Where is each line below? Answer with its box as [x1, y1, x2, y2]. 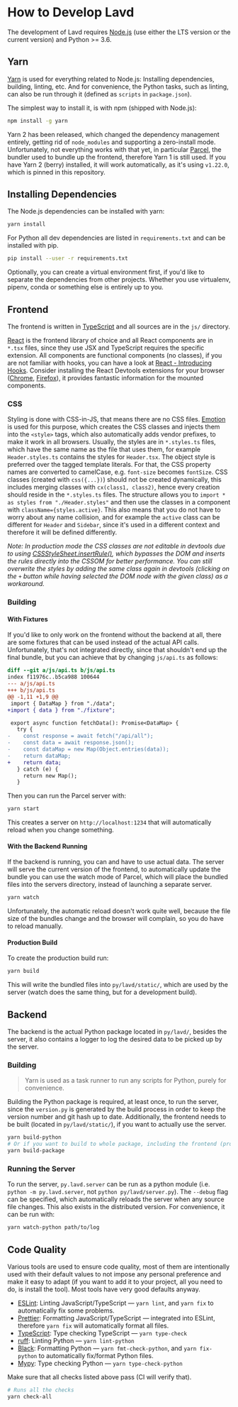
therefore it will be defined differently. [7, 528, 118, 536]
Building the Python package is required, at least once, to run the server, [7, 1098, 219, 1106]
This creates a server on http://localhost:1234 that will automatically [7, 818, 212, 827]
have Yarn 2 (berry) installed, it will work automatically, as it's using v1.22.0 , [7, 160, 229, 169]
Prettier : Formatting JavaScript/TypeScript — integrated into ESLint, [17, 1314, 215, 1323]
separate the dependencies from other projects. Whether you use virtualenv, [7, 275, 231, 284]
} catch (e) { [16, 766, 59, 773]
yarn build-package [7, 1147, 65, 1154]
